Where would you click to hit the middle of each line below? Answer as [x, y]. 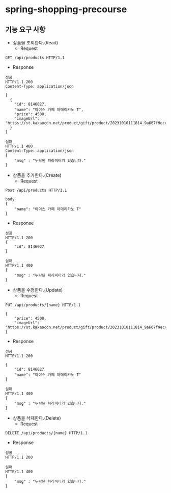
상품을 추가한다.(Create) [37, 175]
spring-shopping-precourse [66, 9]
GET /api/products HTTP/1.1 [35, 58]
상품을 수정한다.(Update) [38, 290]
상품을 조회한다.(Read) [35, 43]
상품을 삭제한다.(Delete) [37, 418]
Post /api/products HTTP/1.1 [36, 190]
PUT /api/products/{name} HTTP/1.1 [43, 305]
